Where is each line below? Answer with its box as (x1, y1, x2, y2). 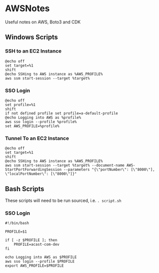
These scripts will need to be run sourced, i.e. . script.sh (5, 198, 122, 203)
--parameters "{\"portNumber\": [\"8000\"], (64, 167, 155, 172)
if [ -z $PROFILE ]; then (5, 238, 57, 243)
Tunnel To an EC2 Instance (5, 135, 69, 142)
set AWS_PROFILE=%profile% (5, 124, 60, 128)
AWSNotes (5, 3, 50, 14)
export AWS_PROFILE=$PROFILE (5, 263, 64, 268)
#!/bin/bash (5, 221, 29, 226)
